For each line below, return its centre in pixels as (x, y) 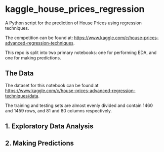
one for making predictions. (33, 57)
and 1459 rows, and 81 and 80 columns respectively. (59, 110)
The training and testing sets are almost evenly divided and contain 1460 (79, 105)
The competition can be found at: (39, 38)
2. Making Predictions (40, 143)
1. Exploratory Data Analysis (49, 127)
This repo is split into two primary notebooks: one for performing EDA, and (81, 52)
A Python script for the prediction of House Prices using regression (73, 23)
